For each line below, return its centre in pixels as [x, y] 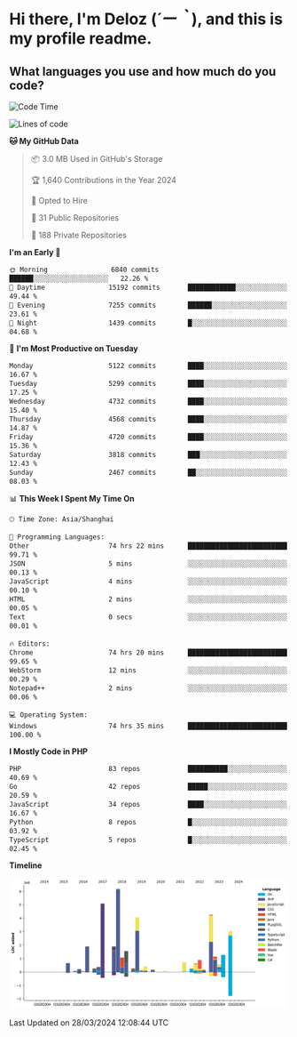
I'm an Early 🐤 [35, 252]
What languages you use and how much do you [143, 72]
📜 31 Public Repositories [75, 218]
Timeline [26, 865]
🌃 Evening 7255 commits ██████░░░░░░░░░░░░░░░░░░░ [148, 305]
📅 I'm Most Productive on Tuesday [74, 348]
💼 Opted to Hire [59, 201]
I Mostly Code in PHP [49, 752]
